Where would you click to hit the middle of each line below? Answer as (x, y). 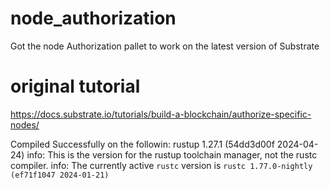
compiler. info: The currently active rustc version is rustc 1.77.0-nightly (161, 165)
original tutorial (75, 86)
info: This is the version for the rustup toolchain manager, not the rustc (172, 154)
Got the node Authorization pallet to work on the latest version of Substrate (165, 46)
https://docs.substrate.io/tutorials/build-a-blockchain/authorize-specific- (161, 114)
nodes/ (25, 124)
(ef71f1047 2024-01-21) (60, 175)
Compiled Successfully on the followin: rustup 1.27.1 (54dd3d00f (142, 144)
